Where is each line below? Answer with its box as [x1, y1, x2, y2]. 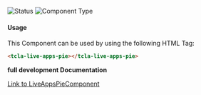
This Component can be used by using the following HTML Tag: [7, 39, 195, 48]
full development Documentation [7, 66, 108, 74]
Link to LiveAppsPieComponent [7, 79, 100, 89]
